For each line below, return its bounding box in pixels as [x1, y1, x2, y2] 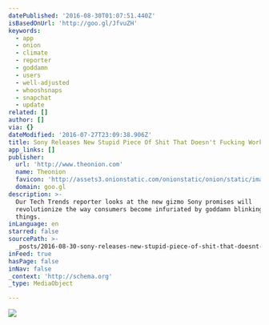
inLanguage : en [8, 220, 59, 228]
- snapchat [15, 94, 52, 102]
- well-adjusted [15, 78, 70, 86]
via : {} [8, 123, 34, 131]
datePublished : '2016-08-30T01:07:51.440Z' [8, 11, 156, 20]
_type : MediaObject [8, 279, 74, 288]
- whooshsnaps [15, 86, 62, 94]
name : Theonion [15, 168, 66, 176]
